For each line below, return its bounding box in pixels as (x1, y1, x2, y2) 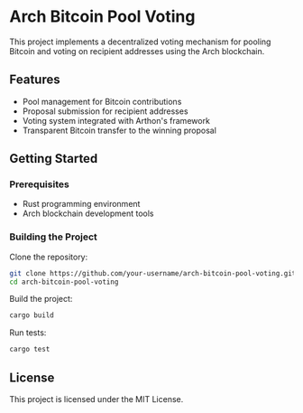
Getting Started (9, 151, 98, 166)
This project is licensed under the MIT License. (9, 394, 184, 405)
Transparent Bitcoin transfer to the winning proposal (22, 125, 216, 136)
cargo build (9, 311, 54, 320)
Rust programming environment (22, 199, 141, 210)
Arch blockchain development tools (22, 208, 154, 219)
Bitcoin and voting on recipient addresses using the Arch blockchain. (9, 45, 265, 56)
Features (9, 72, 60, 88)
